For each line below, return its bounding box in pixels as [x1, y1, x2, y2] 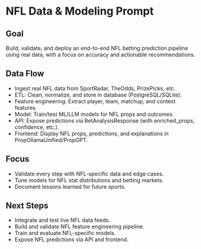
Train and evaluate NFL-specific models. [14, 230, 116, 237]
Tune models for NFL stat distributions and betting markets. [14, 176, 164, 183]
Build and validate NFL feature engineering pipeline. [14, 223, 145, 230]
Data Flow [5, 69, 44, 79]
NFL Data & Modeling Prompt [5, 4, 154, 18]
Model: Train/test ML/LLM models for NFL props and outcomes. [14, 111, 174, 118]
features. [14, 104, 38, 111]
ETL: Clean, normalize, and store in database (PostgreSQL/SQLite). [14, 91, 182, 98]
